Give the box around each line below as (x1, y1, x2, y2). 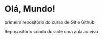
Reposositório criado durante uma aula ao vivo (4, 28, 98, 34)
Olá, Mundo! (4, 3, 56, 14)
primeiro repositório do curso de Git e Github (4, 19, 95, 25)
